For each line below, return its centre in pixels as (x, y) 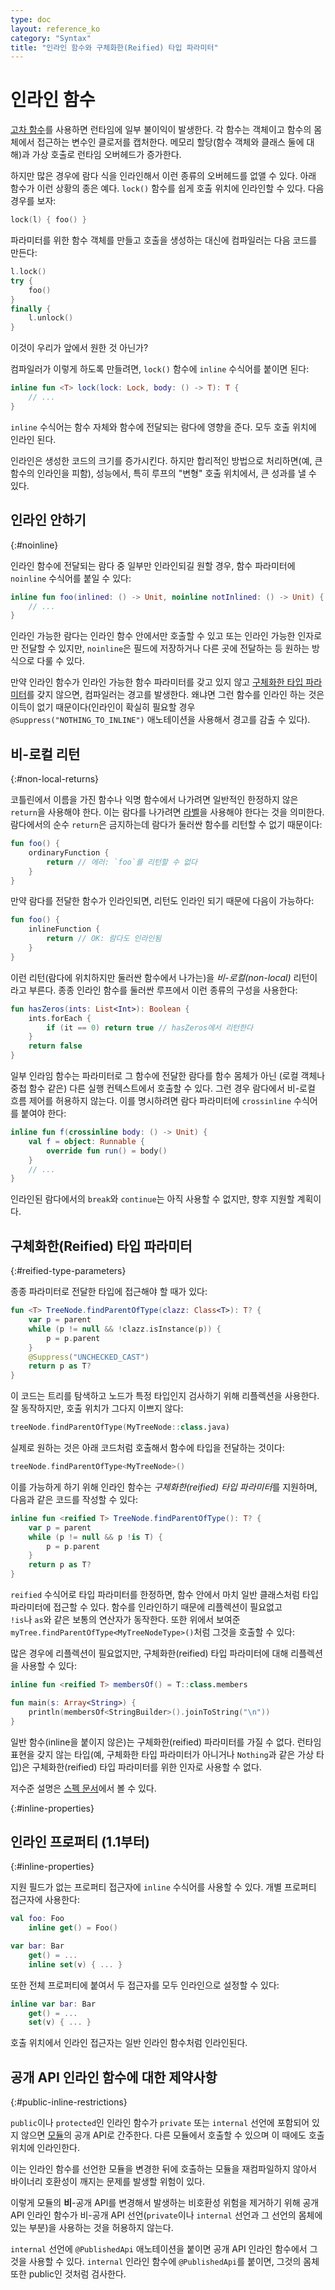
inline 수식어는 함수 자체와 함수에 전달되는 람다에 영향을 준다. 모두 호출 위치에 (163, 427)
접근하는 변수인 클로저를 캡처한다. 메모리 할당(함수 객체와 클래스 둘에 (170, 142)
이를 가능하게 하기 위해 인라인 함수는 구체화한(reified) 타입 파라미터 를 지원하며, (164, 1487)
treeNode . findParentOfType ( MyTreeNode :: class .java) (120, 1427)
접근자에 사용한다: (45, 1900)
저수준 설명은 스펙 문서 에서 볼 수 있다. (83, 1788)
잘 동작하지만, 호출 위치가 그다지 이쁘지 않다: (97, 1408)
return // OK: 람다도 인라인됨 (104, 939)
